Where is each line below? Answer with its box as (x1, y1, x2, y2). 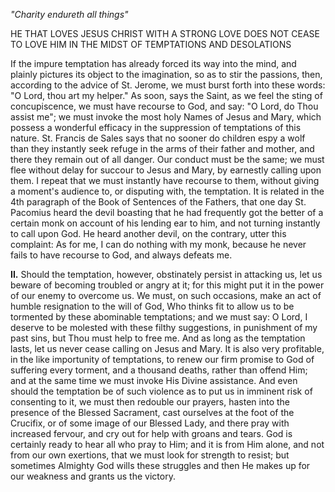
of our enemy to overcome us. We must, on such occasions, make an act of (10, 290, 322, 301)
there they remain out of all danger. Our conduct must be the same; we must (10, 154, 325, 165)
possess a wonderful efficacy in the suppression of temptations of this (10, 122, 302, 133)
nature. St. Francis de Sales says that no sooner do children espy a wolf (10, 132, 306, 144)
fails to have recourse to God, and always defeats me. (10, 249, 233, 261)
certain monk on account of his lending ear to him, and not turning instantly (10, 217, 321, 229)
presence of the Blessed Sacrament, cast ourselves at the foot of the (10, 407, 295, 418)
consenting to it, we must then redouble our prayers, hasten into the (10, 396, 291, 408)
